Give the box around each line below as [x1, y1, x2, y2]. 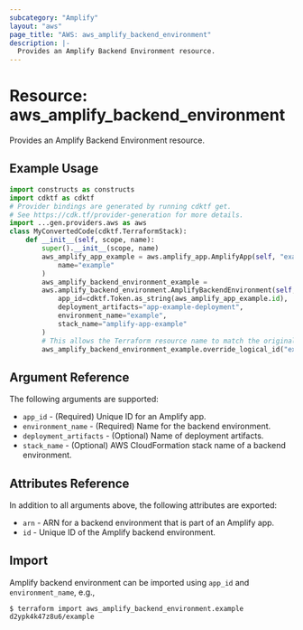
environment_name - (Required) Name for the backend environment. [22, 421, 271, 432]
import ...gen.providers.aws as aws [9, 219, 147, 228]
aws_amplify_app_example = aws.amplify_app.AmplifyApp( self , [41, 252, 277, 261]
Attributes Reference [9, 475, 130, 491]
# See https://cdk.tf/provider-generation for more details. [9, 210, 244, 220]
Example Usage [9, 161, 99, 176]
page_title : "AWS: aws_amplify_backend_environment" [9, 30, 212, 39]
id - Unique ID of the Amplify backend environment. [22, 527, 216, 538]
